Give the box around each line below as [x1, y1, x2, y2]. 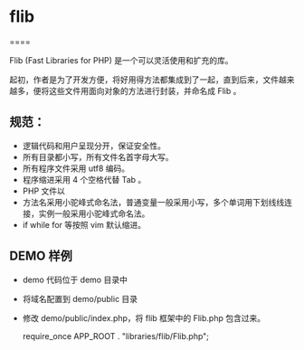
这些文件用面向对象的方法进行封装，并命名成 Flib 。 [48, 85, 242, 96]
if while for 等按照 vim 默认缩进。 [22, 219, 147, 230]
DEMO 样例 [9, 249, 72, 264]
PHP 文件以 [22, 185, 66, 196]
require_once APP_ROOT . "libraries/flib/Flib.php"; [22, 330, 210, 341]
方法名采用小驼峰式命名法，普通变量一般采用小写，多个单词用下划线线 [22, 196, 285, 207]
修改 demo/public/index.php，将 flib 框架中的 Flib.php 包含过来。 [22, 312, 265, 323]
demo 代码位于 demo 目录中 [22, 274, 128, 285]
